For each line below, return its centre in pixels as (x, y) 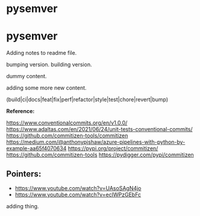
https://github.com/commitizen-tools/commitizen (67, 136)
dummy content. (27, 76)
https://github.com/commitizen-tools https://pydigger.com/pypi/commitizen (100, 155)
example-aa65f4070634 (36, 149)
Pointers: (24, 174)
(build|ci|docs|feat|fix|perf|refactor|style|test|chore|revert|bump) (87, 100)
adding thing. (23, 206)
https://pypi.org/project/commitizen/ (113, 149)
